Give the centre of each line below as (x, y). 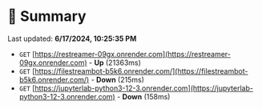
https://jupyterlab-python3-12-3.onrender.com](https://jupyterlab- (144, 88)
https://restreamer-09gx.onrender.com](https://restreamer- (133, 54)
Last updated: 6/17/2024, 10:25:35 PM (72, 38)
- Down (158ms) (143, 96)
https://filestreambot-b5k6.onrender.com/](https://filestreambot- (141, 71)
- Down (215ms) (118, 79)
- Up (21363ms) (115, 63)
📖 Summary (47, 16)
